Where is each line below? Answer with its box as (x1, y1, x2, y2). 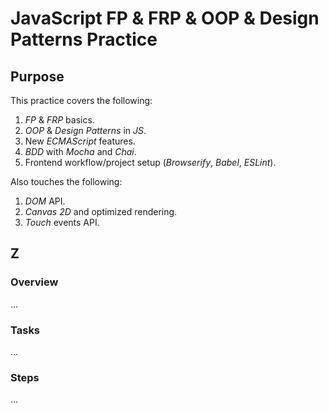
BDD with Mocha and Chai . (24, 146, 137, 157)
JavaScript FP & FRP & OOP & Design (10, 7, 320, 30)
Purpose (10, 68, 65, 85)
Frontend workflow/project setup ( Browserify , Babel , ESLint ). (24, 157, 277, 168)
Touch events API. (24, 217, 100, 228)
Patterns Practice (10, 28, 158, 51)
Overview (10, 275, 59, 289)
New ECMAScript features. (24, 135, 136, 147)
